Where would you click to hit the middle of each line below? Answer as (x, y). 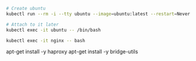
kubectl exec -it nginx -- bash (45, 40)
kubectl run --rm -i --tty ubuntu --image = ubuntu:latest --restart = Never (98, 14)
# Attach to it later (33, 24)
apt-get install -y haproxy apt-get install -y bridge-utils (72, 52)
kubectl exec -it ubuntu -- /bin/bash (53, 30)
